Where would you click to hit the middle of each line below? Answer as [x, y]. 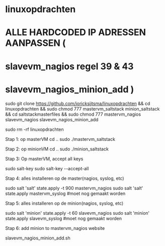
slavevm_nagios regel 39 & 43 [69, 66]
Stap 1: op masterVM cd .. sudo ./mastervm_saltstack [60, 139]
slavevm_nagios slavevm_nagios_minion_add [52, 119]
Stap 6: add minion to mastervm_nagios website [55, 228]
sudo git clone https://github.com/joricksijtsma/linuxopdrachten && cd [78, 103]
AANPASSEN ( [36, 43]
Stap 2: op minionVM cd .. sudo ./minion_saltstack [57, 149]
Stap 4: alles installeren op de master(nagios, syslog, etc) [65, 178]
